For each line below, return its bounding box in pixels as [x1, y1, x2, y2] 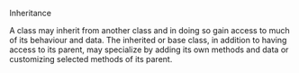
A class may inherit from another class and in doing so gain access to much [9, 25, 290, 35]
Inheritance [9, 8, 52, 18]
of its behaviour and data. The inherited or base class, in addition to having [9, 35, 287, 45]
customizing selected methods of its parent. [9, 54, 173, 64]
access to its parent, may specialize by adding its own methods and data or [9, 44, 289, 55]
